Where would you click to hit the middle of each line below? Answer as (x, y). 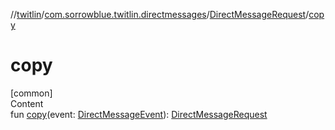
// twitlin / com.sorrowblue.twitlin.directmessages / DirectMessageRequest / (160, 14)
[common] (31, 93)
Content (27, 103)
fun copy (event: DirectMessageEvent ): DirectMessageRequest (139, 114)
